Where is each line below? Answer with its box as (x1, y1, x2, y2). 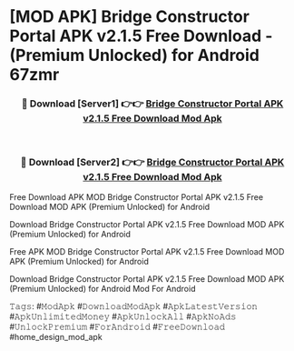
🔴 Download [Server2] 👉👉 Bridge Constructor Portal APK (20, 156, 285, 169)
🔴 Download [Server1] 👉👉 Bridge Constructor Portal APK (21, 97, 284, 110)
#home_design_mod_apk (9, 331, 103, 342)
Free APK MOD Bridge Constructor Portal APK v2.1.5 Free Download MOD (9, 246, 285, 256)
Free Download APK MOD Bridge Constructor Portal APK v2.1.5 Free (9, 191, 264, 202)
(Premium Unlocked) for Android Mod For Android (9, 283, 196, 294)
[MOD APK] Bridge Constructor (9, 6, 250, 27)
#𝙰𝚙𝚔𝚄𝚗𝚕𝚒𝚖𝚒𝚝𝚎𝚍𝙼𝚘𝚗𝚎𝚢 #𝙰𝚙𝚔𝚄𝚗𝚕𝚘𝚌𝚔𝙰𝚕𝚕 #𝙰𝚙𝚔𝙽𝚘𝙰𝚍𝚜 (9, 311, 237, 322)
